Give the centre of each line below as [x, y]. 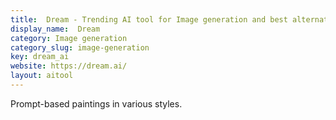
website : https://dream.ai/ [69, 66]
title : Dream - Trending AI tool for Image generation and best [149, 19]
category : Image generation [69, 38]
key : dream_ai [40, 57]
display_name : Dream [55, 29]
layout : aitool [42, 76]
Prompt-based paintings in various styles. [96, 103]
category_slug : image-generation [80, 47]
